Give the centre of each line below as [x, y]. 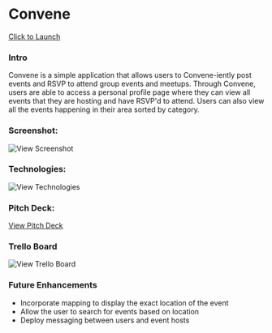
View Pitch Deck [36, 226]
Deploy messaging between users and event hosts [105, 320]
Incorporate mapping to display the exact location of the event [124, 303]
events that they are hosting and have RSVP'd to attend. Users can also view [136, 101]
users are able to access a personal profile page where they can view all [130, 92]
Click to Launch [35, 36]
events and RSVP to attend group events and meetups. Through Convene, [132, 84]
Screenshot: [33, 130]
